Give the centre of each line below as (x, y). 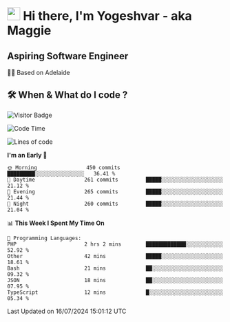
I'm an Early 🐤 (27, 155)
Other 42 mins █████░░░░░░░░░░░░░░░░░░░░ (115, 256)
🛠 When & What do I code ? (67, 95)
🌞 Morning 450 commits (64, 168)
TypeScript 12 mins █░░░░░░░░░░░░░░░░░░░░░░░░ (115, 292)
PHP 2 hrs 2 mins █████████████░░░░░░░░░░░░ (115, 244)
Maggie (29, 31)
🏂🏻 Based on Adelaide (39, 73)
